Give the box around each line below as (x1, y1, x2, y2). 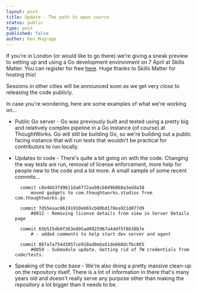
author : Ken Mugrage (6, 36, 57, 42)
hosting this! (6, 71, 37, 78)
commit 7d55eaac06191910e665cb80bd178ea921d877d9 (20, 205, 145, 211)
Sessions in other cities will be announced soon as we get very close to (6, 83, 180, 89)
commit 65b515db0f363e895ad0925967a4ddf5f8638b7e (20, 226, 145, 232)
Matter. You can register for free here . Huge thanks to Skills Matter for (6, 65, 176, 71)
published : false (6, 31, 49, 37)
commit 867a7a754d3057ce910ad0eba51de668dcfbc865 (20, 241, 145, 247)
